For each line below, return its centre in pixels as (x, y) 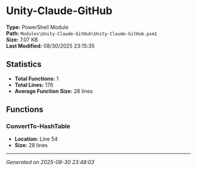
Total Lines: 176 (34, 85)
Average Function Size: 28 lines (54, 91)
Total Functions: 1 (36, 78)
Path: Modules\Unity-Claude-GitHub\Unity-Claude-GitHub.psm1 (81, 33)
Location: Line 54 (36, 139)
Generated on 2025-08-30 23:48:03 (50, 162)
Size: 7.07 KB (22, 39)
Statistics (24, 64)
